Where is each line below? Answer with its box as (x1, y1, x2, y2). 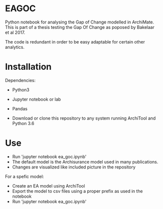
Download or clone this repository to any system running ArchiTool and (12, 115, 156, 121)
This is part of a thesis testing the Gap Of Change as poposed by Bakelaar (5, 24, 155, 30)
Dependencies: (5, 77, 36, 83)
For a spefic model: (5, 173, 44, 179)
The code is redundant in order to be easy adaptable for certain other (5, 39, 145, 44)
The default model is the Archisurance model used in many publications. (12, 159, 159, 165)
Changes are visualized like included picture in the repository (12, 164, 136, 170)
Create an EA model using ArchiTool (12, 183, 85, 188)
